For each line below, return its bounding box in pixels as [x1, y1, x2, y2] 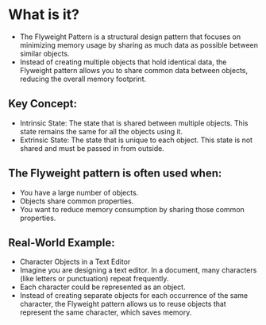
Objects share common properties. [19, 196, 134, 206]
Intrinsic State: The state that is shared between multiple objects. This [19, 118, 249, 128]
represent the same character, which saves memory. [19, 308, 192, 317]
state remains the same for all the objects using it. [19, 126, 183, 136]
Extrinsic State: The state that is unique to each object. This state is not [19, 135, 253, 145]
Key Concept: [8, 97, 78, 110]
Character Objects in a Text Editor [19, 257, 131, 267]
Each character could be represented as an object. [19, 282, 186, 292]
